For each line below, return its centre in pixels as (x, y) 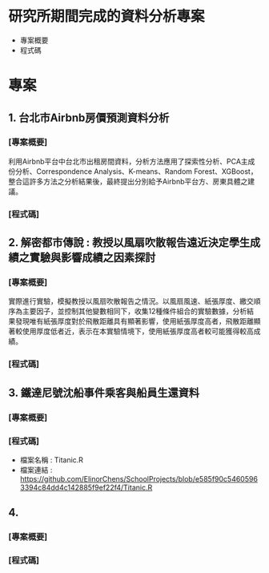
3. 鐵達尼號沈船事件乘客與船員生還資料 (104, 392)
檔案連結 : (36, 470)
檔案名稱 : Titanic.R (52, 460)
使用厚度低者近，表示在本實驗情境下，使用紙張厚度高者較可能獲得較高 (138, 331)
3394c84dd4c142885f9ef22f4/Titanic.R (86, 487)
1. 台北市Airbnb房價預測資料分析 (89, 117)
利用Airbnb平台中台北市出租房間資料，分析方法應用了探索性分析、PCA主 (128, 161)
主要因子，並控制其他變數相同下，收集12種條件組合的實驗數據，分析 (134, 311)
